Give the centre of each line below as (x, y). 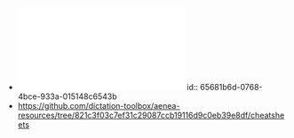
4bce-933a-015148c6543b (67, 96)
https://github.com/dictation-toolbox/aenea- (99, 106)
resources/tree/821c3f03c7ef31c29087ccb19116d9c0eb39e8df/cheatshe (151, 115)
